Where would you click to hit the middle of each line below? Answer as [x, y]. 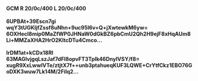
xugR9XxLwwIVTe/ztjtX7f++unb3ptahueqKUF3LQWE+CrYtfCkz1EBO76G [99, 66]
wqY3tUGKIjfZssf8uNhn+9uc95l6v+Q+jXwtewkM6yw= [77, 28]
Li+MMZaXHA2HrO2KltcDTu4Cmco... [54, 40]
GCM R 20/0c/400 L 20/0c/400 [46, 8]
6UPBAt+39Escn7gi [31, 21]
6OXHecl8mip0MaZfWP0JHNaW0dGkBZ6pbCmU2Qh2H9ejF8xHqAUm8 [99, 34]
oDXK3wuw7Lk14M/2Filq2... [43, 72]
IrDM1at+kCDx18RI [30, 53]
